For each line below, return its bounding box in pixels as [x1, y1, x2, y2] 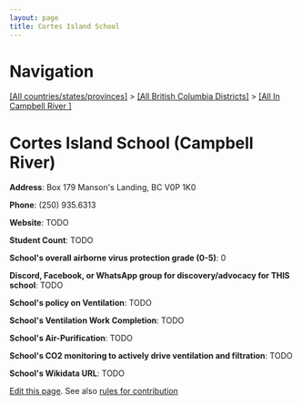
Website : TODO [9, 218, 70, 228]
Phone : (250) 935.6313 [9, 199, 96, 210]
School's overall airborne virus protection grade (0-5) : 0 [9, 252, 226, 264]
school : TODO [9, 279, 64, 291]
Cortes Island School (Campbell [9, 133, 254, 153]
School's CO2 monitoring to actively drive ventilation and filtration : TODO [9, 350, 293, 361]
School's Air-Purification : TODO [9, 333, 134, 344]
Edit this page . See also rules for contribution [9, 386, 179, 397]
